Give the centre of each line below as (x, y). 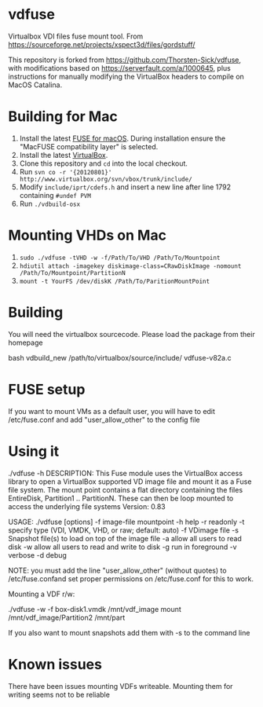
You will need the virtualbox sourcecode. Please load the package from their (131, 334)
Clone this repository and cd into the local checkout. (104, 163)
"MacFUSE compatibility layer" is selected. (89, 146)
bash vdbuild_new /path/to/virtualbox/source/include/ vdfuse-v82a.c (120, 357)
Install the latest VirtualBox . (64, 155)
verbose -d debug (37, 555)
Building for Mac (63, 117)
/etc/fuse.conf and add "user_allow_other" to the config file (104, 419)
